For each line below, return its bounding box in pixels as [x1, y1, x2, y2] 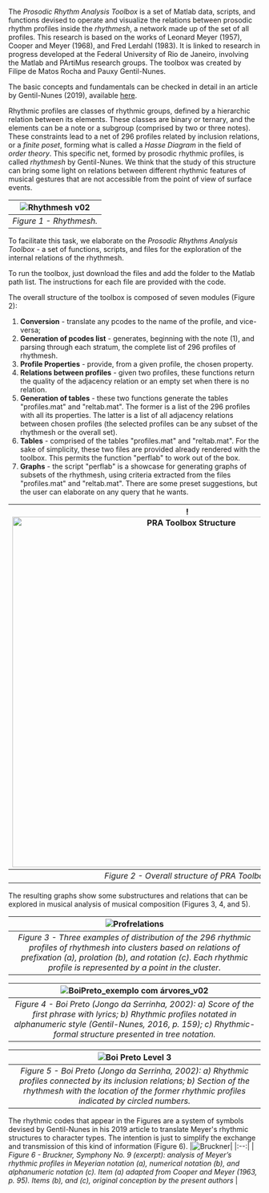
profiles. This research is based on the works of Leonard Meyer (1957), [8, 32, 243, 42]
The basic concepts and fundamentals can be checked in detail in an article [8, 82, 259, 91]
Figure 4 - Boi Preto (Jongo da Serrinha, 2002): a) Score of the [14, 999, 255, 1009]
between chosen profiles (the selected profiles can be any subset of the [19, 419, 259, 428]
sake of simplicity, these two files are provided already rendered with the [19, 444, 260, 454]
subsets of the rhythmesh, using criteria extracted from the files [19, 470, 231, 480]
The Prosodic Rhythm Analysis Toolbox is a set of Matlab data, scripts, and [8, 7, 256, 16]
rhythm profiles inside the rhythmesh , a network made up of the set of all [8, 24, 250, 33]
